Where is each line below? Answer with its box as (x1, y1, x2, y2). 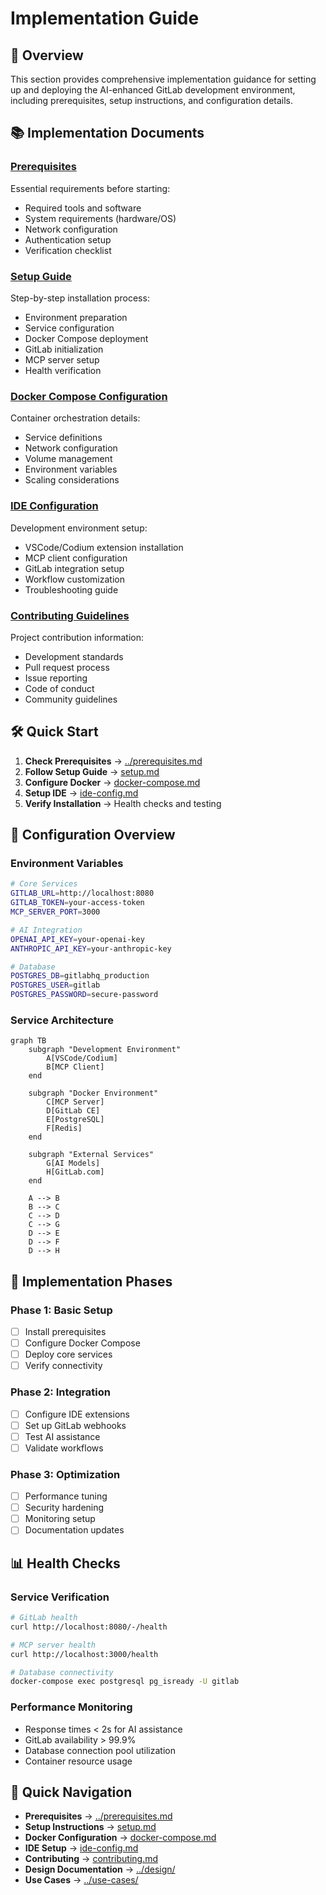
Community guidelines (24, 693, 118, 705)
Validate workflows (24, 1442, 104, 1454)
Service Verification (10, 1590, 110, 1604)
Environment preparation (24, 311, 128, 323)
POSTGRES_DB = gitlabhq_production (10, 971, 150, 981)
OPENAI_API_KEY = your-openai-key (10, 934, 145, 944)
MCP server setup (24, 353, 100, 366)
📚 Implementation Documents (10, 125, 205, 142)
